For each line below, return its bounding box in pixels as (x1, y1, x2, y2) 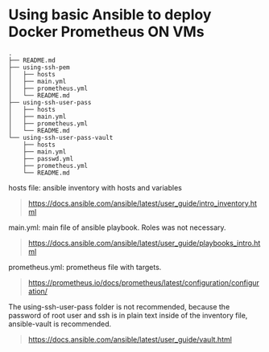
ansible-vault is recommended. (8, 319, 112, 329)
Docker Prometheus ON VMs (8, 23, 205, 41)
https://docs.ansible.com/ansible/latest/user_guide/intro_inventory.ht (27, 199, 258, 208)
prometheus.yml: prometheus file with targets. (8, 262, 162, 272)
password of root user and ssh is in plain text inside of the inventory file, (8, 310, 248, 320)
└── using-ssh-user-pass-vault (8, 133, 114, 141)
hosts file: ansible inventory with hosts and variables (8, 182, 183, 192)
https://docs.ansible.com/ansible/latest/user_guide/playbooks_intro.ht (27, 238, 261, 248)
